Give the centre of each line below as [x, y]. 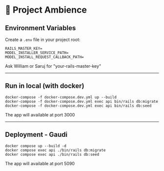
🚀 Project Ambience [46, 10]
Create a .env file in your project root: [43, 39]
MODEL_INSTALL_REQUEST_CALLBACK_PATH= [44, 57]
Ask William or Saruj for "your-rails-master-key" [53, 66]
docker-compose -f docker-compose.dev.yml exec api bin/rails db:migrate [82, 101]
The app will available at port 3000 [40, 114]
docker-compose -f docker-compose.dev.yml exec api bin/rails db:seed [78, 106]
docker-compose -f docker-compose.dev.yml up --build [61, 97]
